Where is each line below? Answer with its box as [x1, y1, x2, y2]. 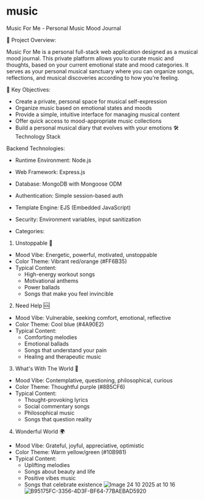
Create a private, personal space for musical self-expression [15, 98, 167, 105]
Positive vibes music [24, 474, 76, 482]
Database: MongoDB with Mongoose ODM [15, 180, 122, 187]
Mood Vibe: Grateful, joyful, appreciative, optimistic [15, 441, 145, 449]
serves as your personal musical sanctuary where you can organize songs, [6, 67, 194, 74]
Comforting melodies [24, 333, 77, 341]
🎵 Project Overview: [6, 36, 57, 43]
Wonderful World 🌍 [15, 427, 65, 435]
